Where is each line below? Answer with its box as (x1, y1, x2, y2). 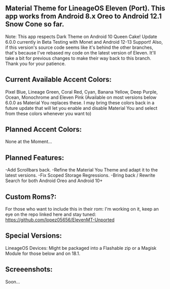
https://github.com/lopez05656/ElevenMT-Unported (5, 217, 115, 223)
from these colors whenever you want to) (5, 110, 92, 117)
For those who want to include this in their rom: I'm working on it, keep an (5, 206, 159, 212)
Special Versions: (5, 232, 62, 240)
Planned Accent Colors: (5, 125, 82, 134)
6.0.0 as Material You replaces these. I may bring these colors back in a (5, 99, 155, 106)
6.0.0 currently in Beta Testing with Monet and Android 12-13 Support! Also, (5, 39, 163, 45)
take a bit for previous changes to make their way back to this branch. (5, 55, 151, 61)
